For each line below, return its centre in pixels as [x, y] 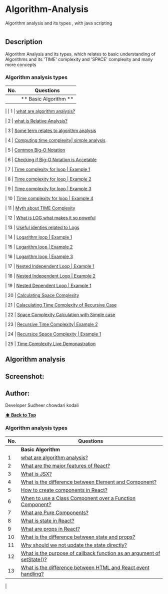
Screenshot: [25, 376]
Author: [17, 393]
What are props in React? [50, 528]
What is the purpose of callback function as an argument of [90, 553]
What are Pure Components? [55, 512]
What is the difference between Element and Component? [88, 482]
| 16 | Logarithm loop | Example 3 [39, 256]
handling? [32, 573]
